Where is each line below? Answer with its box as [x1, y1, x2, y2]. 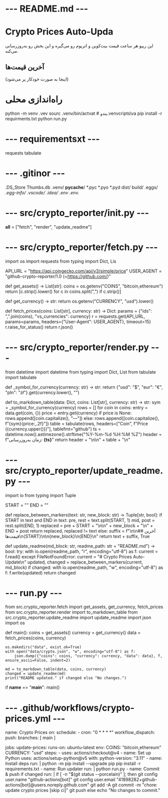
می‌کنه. [5, 48, 19, 54]
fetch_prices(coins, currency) [5, 635, 66, 641]
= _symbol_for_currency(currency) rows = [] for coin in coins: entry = [5, 404, 148, 410]
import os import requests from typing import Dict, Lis [5, 258, 117, 264]
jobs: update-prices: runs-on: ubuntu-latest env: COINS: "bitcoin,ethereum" [5, 745, 161, 751]
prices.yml [5, 713, 51, 724]
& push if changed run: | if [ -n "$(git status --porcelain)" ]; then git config [5, 771, 158, 777]
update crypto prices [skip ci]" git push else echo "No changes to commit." [5, 787, 160, 793]
